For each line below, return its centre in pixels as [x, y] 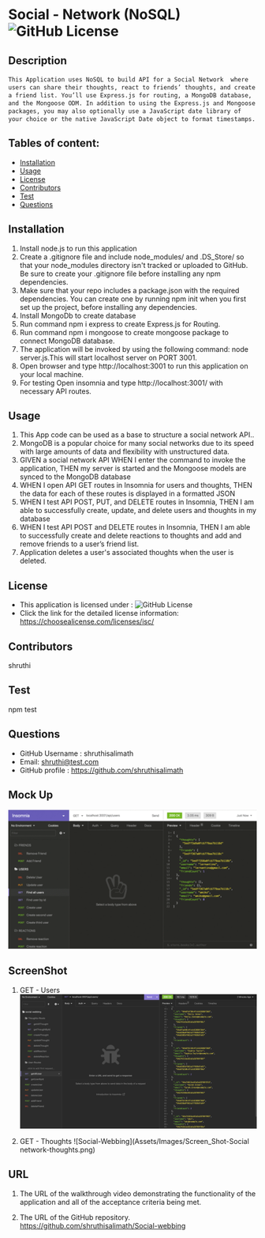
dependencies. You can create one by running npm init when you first [133, 299]
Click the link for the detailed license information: [99, 613]
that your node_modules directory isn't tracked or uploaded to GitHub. [134, 265]
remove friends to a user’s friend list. [79, 544]
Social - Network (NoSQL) [95, 15]
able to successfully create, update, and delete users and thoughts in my [138, 511]
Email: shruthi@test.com [59, 761]
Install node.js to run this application [78, 248]
